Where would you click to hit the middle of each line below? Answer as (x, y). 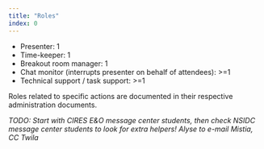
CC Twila (23, 137)
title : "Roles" (34, 16)
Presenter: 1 (40, 46)
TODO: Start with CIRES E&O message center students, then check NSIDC (132, 120)
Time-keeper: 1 (45, 55)
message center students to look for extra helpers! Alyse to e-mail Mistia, (131, 129)
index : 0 (23, 23)
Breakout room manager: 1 (64, 63)
